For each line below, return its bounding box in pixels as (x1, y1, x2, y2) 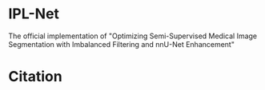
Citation (8, 68, 62, 86)
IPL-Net (8, 5, 60, 23)
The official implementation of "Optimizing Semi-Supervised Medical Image (8, 31, 258, 41)
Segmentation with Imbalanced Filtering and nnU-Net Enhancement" (8, 39, 235, 49)
